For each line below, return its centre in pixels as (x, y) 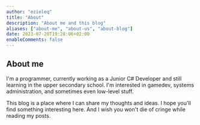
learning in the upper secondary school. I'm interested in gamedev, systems (100, 85)
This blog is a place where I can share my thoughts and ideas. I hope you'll (98, 103)
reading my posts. (29, 115)
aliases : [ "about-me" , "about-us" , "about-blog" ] (70, 29)
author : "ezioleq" (29, 12)
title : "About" (25, 17)
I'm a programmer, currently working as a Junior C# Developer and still (94, 78)
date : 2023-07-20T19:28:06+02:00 (48, 34)
